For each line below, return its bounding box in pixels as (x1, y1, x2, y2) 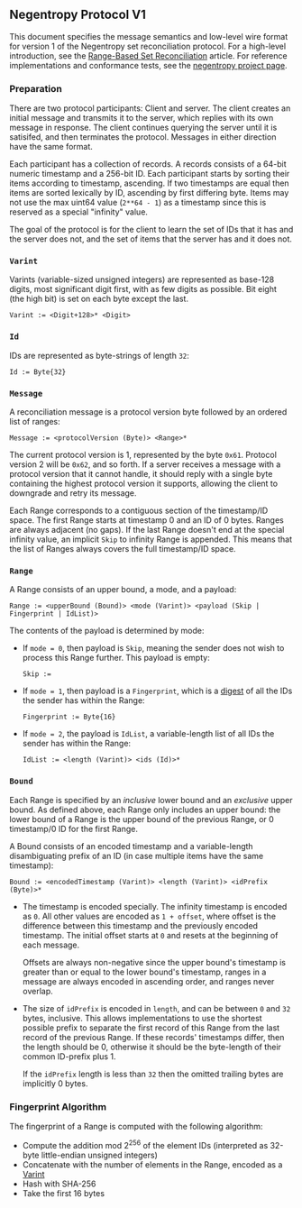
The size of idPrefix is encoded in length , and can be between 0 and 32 (22, 1002, 291, 1013)
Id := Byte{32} (9, 367, 67, 377)
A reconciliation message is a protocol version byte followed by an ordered (9, 407, 288, 417)
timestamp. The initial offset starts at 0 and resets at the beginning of (22, 929, 279, 940)
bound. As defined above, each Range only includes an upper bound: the (9, 804, 281, 815)
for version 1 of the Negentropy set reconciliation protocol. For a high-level (9, 41, 287, 51)
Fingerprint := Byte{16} (22, 712, 116, 722)
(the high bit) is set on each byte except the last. (9, 293, 189, 305)
